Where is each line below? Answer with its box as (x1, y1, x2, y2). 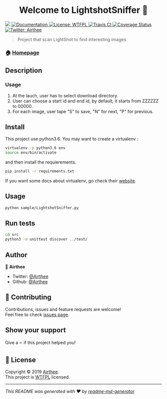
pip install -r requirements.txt (5, 169, 75, 174)
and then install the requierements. (5, 159, 77, 165)
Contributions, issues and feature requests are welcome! (5, 306, 121, 312)
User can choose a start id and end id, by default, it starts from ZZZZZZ (12, 98, 159, 104)
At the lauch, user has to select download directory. (12, 92, 118, 98)
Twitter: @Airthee (12, 273, 49, 280)
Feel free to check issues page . (5, 312, 70, 318)
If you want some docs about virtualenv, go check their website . (5, 177, 137, 183)
